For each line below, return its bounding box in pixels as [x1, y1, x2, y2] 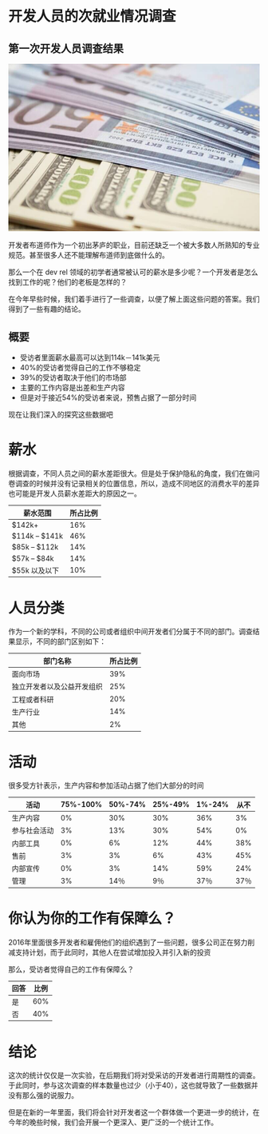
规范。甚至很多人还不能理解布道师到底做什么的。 [8, 250, 169, 260]
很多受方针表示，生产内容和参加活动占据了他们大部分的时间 [8, 781, 204, 790]
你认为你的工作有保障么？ [8, 909, 177, 928]
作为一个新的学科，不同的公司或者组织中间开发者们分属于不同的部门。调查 [8, 627, 253, 637]
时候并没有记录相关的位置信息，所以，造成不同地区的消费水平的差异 [35, 479, 260, 489]
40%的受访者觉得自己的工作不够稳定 [19, 363, 141, 373]
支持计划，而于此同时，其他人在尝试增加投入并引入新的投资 [14, 947, 211, 956]
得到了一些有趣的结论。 [8, 305, 85, 314]
